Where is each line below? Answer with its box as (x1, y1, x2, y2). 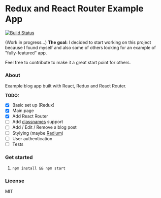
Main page (12, 108, 34, 114)
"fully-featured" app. (5, 50, 47, 56)
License (5, 177, 25, 184)
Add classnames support (12, 119, 63, 125)
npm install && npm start (12, 166, 65, 171)
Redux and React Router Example (5, 3, 144, 14)
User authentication (12, 135, 53, 141)
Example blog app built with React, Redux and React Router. (5, 83, 127, 89)
